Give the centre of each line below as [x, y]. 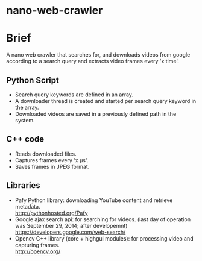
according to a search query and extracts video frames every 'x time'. [93, 61]
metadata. [27, 206]
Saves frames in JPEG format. [52, 166]
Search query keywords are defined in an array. [74, 95]
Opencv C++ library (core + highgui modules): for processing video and [104, 238]
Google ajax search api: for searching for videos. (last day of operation [103, 219]
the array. [27, 107]
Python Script [33, 80]
